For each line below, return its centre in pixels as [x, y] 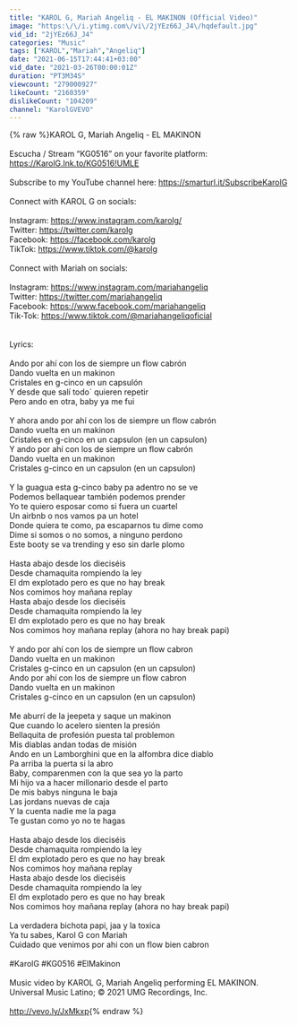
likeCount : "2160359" [50, 92]
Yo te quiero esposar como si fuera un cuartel [93, 507]
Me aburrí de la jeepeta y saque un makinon [90, 716]
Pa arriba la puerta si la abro [61, 764]
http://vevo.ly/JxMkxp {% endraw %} [76, 1012]
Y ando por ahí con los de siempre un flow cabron [102, 649]
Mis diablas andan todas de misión [73, 744]
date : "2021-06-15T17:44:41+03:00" [76, 59]
